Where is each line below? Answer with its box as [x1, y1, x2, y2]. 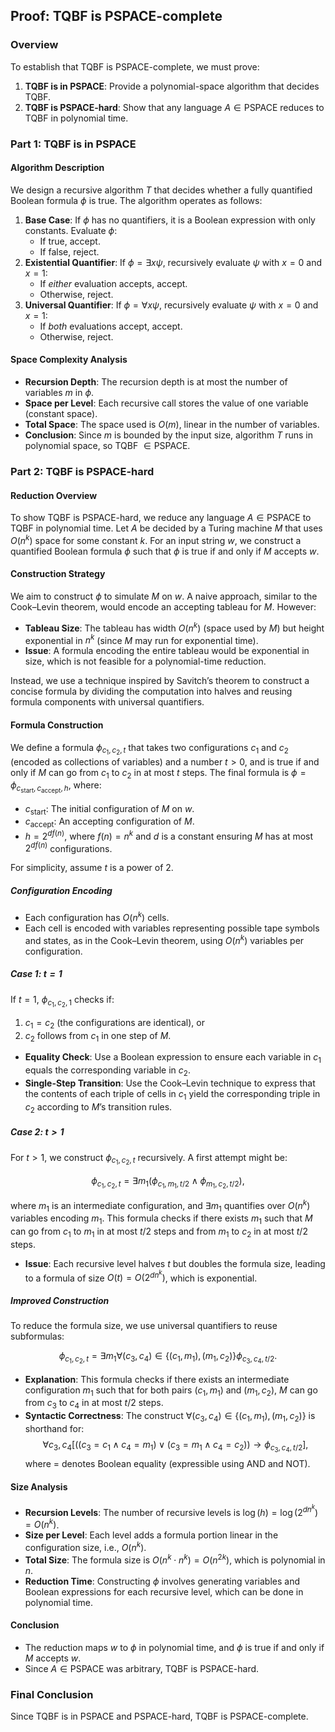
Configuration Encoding [10, 885, 113, 897]
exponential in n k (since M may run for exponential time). [24, 632, 259, 646]
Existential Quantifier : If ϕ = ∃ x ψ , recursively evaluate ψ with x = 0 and [24, 256, 323, 268]
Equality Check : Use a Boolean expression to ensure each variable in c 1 [24, 1051, 322, 1066]
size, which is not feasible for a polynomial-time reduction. [24, 655, 267, 668]
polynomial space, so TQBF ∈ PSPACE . [24, 440, 191, 452]
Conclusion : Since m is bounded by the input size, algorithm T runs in [24, 429, 313, 441]
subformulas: [10, 1330, 65, 1343]
